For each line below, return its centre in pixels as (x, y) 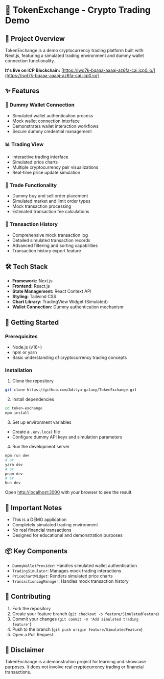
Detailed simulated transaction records (51, 240)
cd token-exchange (24, 408)
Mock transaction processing (42, 206)
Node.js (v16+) (27, 347)
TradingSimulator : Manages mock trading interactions (67, 570)
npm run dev (17, 456)
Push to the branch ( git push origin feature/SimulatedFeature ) (77, 629)
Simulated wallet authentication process (52, 115)
